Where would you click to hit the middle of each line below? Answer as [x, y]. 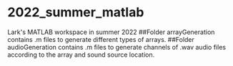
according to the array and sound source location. [81, 55]
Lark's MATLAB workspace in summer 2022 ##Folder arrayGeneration [111, 32]
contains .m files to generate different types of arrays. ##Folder [101, 39]
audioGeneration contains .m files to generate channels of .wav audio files [117, 47]
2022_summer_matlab [76, 12]
